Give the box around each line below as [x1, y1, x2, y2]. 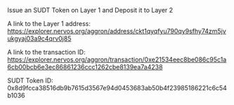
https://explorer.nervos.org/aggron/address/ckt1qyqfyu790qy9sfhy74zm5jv [7, 27, 226, 35]
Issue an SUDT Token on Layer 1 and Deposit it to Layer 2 [7, 6, 174, 14]
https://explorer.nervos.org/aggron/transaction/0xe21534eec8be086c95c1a [7, 55, 227, 64]
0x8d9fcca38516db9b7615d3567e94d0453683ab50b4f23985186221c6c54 [7, 84, 227, 92]
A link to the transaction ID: [7, 48, 86, 56]
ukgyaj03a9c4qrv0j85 [7, 34, 72, 43]
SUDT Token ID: [7, 76, 54, 85]
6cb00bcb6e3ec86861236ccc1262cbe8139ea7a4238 [7, 63, 163, 71]
